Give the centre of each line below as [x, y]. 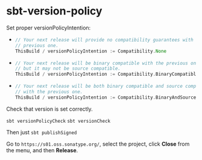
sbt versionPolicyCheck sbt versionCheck [58, 121]
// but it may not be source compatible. [68, 69]
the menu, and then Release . [42, 150]
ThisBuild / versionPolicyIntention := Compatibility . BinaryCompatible [107, 74]
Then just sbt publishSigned [42, 132]
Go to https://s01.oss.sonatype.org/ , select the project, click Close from [98, 144]
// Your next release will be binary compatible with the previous [101, 63]
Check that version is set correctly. [50, 109]
